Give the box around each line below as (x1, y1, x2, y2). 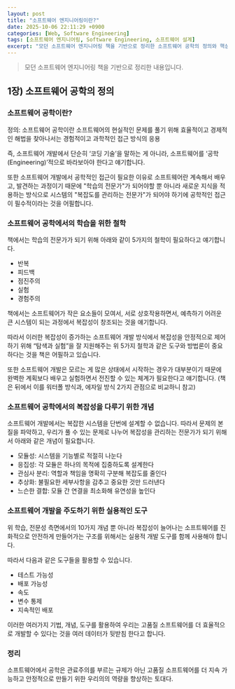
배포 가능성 (17, 579, 48, 587)
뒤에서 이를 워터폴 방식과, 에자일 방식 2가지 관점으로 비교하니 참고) (14, 383, 196, 391)
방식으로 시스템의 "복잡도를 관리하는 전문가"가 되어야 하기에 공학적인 (25, 190, 213, 198)
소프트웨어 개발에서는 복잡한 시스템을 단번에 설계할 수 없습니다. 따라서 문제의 (7, 419, 217, 428)
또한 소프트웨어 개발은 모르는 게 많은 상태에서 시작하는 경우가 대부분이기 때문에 (7, 365, 222, 374)
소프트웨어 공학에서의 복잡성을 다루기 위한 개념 (7, 402, 155, 411)
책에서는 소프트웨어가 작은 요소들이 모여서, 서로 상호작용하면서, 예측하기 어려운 (7, 309, 222, 318)
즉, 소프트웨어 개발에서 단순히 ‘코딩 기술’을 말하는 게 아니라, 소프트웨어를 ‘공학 (7, 149, 219, 158)
